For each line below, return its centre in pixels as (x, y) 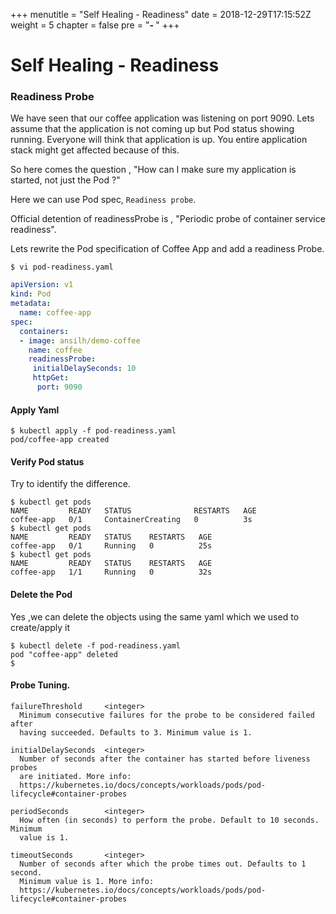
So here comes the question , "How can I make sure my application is (153, 170)
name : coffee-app (55, 313)
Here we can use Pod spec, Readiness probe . (103, 200)
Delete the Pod (41, 594)
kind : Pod (31, 294)
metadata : (31, 304)
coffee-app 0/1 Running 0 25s (111, 546)
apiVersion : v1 (42, 285)
